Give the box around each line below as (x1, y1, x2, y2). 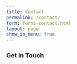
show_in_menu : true (6, 31, 55, 37)
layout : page (6, 25, 39, 32)
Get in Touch (6, 51, 45, 60)
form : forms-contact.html (6, 20, 71, 26)
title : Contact (6, 8, 45, 15)
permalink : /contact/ (6, 14, 61, 21)
